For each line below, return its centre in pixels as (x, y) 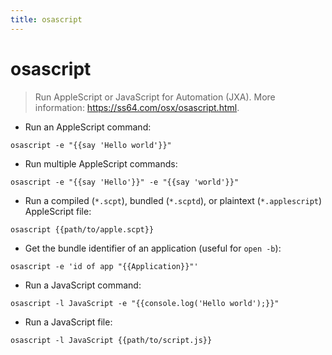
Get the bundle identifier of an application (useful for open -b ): (153, 248)
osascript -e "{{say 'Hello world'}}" (91, 145)
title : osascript (46, 19)
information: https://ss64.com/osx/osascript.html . (137, 107)
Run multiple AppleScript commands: (101, 163)
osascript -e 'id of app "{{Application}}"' (104, 266)
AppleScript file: (58, 211)
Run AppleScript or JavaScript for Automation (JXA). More (155, 97)
